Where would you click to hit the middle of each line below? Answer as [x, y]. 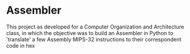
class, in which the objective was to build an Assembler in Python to [90, 33]
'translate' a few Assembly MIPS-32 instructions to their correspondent [94, 39]
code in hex [21, 46]
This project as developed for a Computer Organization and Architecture [95, 27]
